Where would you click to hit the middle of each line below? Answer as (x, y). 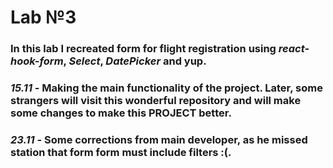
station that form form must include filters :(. (121, 152)
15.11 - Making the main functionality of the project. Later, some (166, 88)
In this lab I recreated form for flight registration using (143, 49)
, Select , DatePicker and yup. (135, 61)
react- (294, 49)
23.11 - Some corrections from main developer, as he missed (159, 139)
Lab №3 (43, 17)
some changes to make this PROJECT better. (121, 113)
